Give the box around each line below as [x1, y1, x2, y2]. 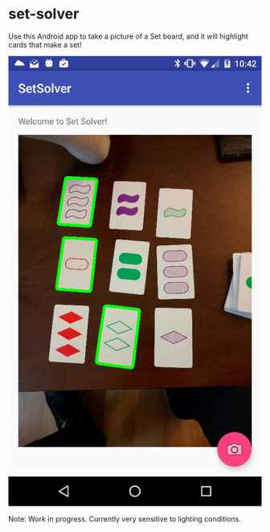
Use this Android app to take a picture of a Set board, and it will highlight [8, 31, 249, 41]
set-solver [8, 5, 80, 23]
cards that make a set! [8, 39, 82, 49]
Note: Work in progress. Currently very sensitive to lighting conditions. [8, 514, 241, 523]
